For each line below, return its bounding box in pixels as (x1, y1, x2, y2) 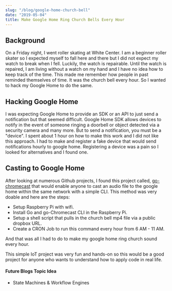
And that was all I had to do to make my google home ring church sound (5, 236, 157, 242)
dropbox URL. (12, 220, 42, 226)
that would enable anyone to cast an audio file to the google (31, 183, 158, 189)
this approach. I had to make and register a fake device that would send (5, 138, 157, 144)
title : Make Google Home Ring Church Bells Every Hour (5, 17, 125, 22)
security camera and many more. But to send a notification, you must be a (5, 127, 162, 133)
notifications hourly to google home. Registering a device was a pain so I (5, 144, 159, 149)
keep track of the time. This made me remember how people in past (5, 71, 148, 77)
